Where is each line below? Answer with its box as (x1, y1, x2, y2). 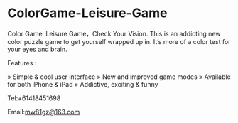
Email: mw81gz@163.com (7, 107, 80, 116)
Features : (7, 58, 37, 67)
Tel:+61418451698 (7, 94, 61, 102)
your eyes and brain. (7, 45, 67, 53)
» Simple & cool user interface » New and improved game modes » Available (7, 73, 231, 81)
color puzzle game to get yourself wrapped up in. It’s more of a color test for (7, 37, 231, 46)
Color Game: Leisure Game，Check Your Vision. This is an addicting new (7, 29, 222, 38)
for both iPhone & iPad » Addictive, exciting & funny (7, 80, 158, 88)
